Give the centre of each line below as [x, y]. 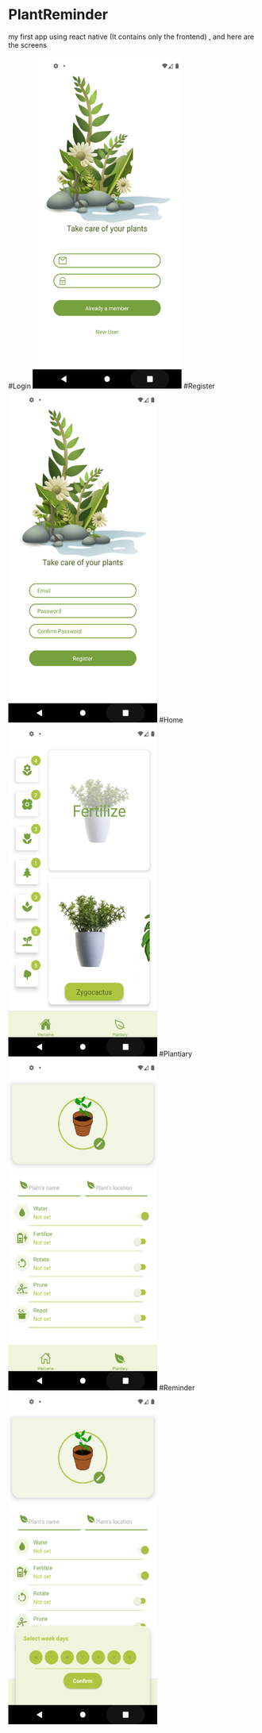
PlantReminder [58, 15]
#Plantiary [175, 1053]
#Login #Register [112, 386]
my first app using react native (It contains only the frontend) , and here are [131, 37]
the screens [28, 44]
